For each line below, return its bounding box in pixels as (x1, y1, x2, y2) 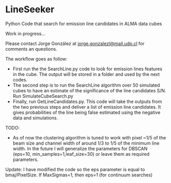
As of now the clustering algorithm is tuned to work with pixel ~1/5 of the (12, 134, 166, 140)
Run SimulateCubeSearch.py (12, 93, 73, 99)
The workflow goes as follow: (5, 55, 68, 62)
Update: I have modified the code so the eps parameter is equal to (5, 166, 145, 172)
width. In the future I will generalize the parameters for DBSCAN (12, 145, 147, 152)
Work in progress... (5, 30, 46, 36)
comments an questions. (5, 46, 57, 52)
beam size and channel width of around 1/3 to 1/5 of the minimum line (12, 140, 160, 146)
